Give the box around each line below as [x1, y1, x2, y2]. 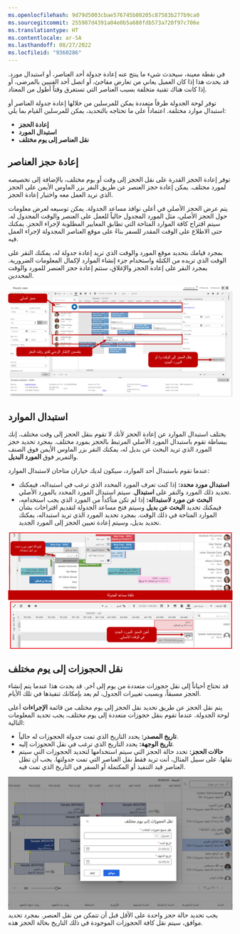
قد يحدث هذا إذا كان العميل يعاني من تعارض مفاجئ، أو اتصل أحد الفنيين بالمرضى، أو [8, 77, 229, 86]
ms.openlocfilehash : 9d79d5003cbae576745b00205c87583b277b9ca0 [8, 11, 200, 19]
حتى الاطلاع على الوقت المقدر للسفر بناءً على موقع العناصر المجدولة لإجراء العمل [8, 227, 223, 235]
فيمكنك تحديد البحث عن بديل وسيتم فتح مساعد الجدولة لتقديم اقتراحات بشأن [18, 503, 221, 512]
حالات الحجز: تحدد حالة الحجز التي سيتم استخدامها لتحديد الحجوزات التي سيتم [18, 747, 224, 756]
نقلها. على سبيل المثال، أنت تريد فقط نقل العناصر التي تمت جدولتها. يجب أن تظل [18, 755, 232, 764]
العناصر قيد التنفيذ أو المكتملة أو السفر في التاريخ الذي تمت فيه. [18, 762, 186, 771]
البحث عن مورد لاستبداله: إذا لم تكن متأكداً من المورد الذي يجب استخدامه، [18, 495, 213, 504]
